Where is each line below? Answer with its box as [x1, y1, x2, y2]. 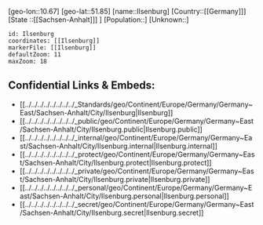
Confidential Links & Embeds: [8, 78, 155, 93]
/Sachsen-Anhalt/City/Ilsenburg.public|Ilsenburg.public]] [19, 125, 203, 134]
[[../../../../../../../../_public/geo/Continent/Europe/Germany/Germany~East [19, 116, 254, 125]
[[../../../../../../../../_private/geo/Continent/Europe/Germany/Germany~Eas [19, 166, 254, 176]
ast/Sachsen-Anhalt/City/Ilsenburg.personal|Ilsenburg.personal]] [19, 191, 229, 201]
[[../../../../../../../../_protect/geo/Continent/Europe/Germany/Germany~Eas [19, 149, 255, 159]
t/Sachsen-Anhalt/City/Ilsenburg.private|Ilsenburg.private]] [19, 174, 210, 183]
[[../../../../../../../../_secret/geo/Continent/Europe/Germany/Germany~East [19, 199, 254, 209]
